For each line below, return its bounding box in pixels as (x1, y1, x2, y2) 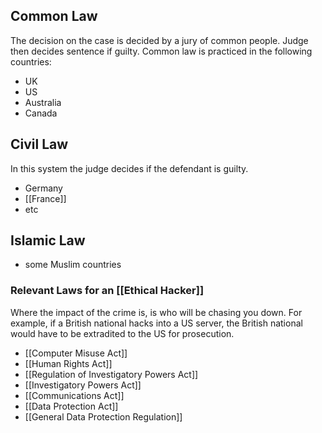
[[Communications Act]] (24, 389, 125, 401)
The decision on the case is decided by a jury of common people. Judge (10, 34, 309, 46)
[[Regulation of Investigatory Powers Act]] (24, 368, 199, 380)
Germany (24, 182, 63, 194)
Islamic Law (10, 232, 86, 249)
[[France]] (24, 192, 67, 204)
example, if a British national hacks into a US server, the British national (10, 317, 303, 329)
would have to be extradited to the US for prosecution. (10, 327, 235, 339)
